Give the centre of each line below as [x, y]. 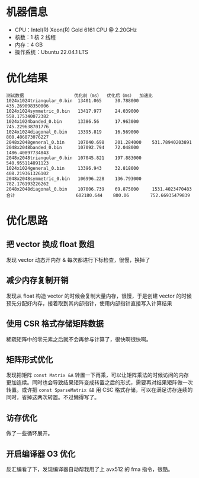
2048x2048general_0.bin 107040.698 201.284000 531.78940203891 [99, 142]
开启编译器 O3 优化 [41, 454]
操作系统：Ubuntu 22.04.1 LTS [52, 52]
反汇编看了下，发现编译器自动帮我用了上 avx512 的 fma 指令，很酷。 [90, 469]
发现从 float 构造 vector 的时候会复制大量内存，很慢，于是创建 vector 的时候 [99, 296]
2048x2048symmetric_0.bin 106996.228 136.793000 [74, 179]
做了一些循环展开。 [30, 433]
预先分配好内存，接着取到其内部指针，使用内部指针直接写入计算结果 [89, 303]
